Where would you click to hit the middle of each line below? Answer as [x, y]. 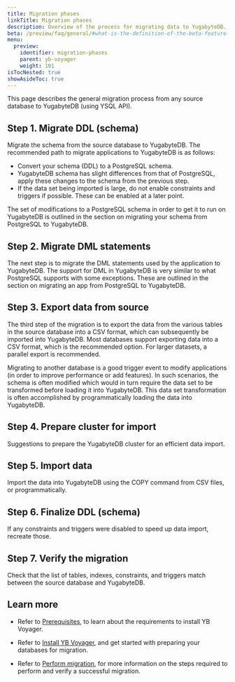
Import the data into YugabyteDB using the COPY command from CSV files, [116, 482]
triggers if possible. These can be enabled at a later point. [101, 196]
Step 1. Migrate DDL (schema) [73, 128]
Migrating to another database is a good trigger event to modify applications [117, 368]
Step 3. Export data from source [78, 308]
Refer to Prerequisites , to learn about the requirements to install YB [114, 621]
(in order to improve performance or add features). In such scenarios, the [113, 375]
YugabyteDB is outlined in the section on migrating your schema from [107, 217]
